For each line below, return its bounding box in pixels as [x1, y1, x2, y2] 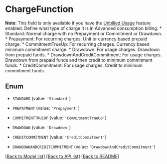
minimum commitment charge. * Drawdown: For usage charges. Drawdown [5, 46, 160, 52]
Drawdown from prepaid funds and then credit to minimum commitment [5, 57, 153, 63]
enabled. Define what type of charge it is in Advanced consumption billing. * [5, 25, 162, 31]
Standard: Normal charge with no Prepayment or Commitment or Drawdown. [5, 30, 163, 36]
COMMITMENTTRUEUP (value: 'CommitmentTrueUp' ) [12, 115, 107, 121]
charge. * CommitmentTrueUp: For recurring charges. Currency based [5, 41, 150, 47]
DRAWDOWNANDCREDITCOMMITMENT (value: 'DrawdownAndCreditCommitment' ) [12, 144, 156, 150]
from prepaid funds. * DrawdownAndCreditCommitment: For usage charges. [5, 51, 162, 58]
